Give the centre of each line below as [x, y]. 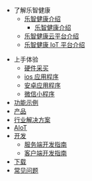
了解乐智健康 [32, 10]
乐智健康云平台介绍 [52, 36]
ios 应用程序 [41, 77]
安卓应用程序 [42, 85]
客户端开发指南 [45, 153]
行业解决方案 [32, 120]
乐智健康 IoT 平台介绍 [54, 45]
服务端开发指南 [45, 144]
